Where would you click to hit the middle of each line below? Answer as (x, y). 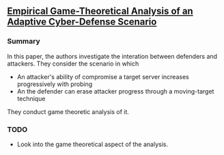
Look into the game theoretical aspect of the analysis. (93, 144)
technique (31, 98)
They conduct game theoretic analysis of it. (68, 111)
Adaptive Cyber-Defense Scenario (82, 22)
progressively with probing (55, 84)
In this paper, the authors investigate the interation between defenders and (112, 56)
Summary (24, 42)
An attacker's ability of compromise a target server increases (103, 76)
